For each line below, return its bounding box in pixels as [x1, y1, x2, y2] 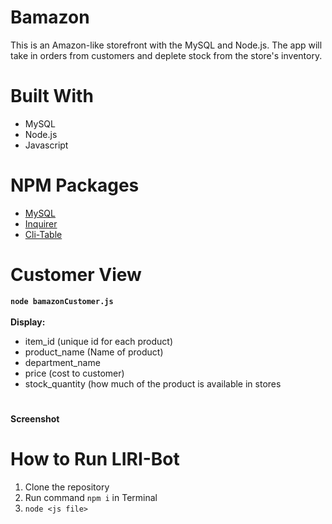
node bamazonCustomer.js [10, 296, 114, 306]
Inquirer [24, 217, 58, 230]
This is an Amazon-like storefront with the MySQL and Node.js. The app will [10, 39, 323, 51]
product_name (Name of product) [24, 346, 164, 358]
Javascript [24, 139, 69, 151]
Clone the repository [24, 481, 110, 493]
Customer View [10, 264, 142, 286]
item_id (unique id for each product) [24, 335, 173, 347]
